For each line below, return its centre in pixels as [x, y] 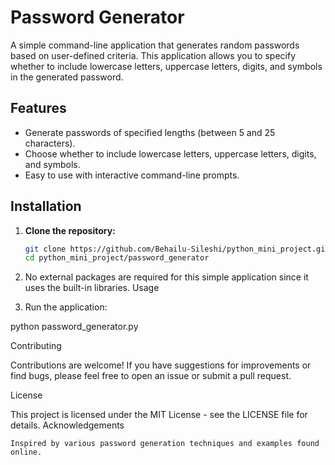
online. [26, 452]
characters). [50, 143]
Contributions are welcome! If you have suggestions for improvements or [161, 365]
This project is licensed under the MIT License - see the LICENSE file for [159, 415]
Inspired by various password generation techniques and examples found [165, 444]
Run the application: [66, 307]
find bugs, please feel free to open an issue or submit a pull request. [151, 376]
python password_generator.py [74, 327]
